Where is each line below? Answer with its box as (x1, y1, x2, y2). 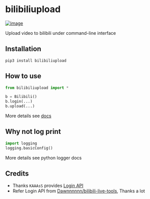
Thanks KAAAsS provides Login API (12, 183, 84, 189)
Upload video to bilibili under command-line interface (5, 30, 116, 36)
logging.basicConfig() (5, 145, 53, 151)
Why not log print (5, 127, 61, 136)
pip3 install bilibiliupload (5, 58, 67, 63)
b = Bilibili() (5, 94, 37, 99)
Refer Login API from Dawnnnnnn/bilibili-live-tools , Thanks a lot (12, 188, 145, 194)
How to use (5, 72, 41, 80)
